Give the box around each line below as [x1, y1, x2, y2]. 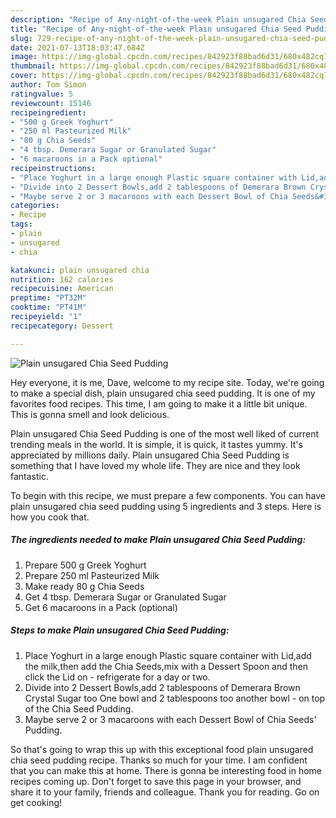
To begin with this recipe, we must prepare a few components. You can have [10, 489, 326, 501]
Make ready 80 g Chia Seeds [24, 580, 145, 592]
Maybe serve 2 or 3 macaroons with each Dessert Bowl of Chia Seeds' [24, 713, 317, 725]
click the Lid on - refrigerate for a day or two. [24, 671, 211, 683]
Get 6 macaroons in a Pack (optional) [24, 601, 178, 613]
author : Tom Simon [10, 80, 87, 90]
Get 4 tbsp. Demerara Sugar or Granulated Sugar [24, 591, 227, 603]
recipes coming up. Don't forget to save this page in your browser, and [10, 775, 302, 787]
